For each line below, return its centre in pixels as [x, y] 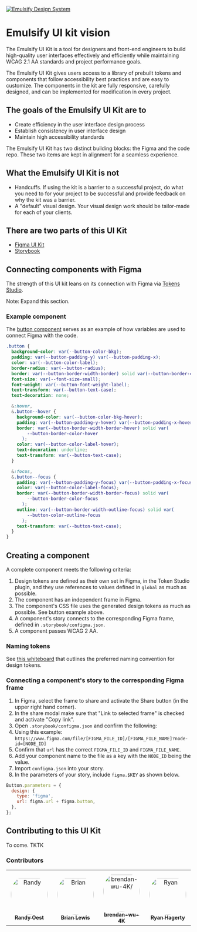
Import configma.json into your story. [59, 768]
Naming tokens [28, 646]
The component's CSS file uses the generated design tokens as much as [102, 606]
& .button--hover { [34, 412]
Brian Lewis [75, 918]
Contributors [25, 860]
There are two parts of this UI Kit [67, 230]
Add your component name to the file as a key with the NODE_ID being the [103, 756]
